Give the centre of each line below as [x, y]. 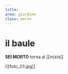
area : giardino [21, 14]
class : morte [18, 19]
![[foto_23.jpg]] [20, 67]
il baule [20, 43]
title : [12, 10]
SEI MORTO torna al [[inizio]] [34, 57]
